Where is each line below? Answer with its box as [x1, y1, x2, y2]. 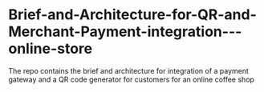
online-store [8, 40, 93, 58]
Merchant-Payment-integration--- [8, 22, 242, 41]
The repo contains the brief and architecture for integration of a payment [8, 66, 249, 75]
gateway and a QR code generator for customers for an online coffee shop [8, 74, 255, 84]
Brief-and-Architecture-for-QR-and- [8, 6, 257, 24]
